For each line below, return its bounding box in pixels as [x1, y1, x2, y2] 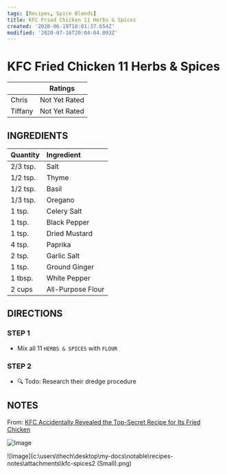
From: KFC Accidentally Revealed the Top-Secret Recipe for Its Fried [7, 418, 201, 426]
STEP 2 [7, 361, 32, 371]
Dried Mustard [46, 229, 93, 238]
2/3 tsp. [10, 162, 36, 171]
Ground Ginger [46, 262, 95, 271]
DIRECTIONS [7, 308, 63, 319]
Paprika [46, 240, 71, 249]
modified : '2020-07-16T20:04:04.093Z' [7, 29, 118, 36]
